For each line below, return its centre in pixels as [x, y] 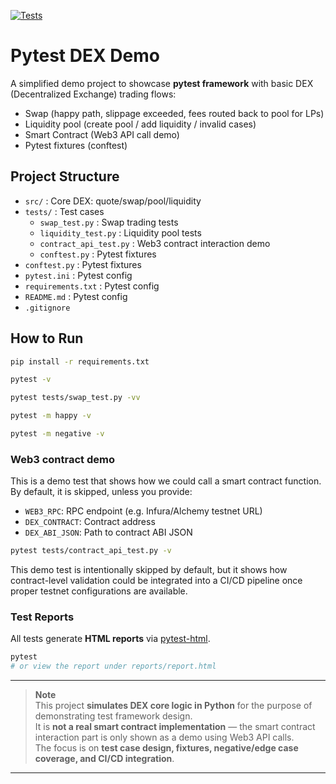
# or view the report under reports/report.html [113, 666]
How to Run [47, 338]
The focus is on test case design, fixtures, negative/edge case [166, 748]
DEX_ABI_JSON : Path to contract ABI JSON [108, 532]
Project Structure [65, 176]
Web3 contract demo [62, 459]
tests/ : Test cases [64, 211]
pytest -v [31, 380]
